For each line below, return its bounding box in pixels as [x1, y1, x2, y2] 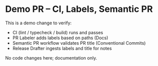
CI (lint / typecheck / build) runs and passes [12, 29, 103, 35]
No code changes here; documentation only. [5, 55, 97, 61]
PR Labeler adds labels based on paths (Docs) [12, 35, 109, 41]
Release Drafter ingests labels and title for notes [12, 45, 112, 51]
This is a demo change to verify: [5, 20, 72, 26]
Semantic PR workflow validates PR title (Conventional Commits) [12, 40, 146, 46]
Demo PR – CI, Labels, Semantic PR [5, 3, 153, 15]
